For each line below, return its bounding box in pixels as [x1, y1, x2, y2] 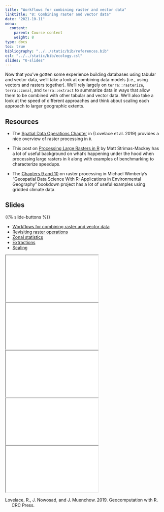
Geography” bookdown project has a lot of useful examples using [12, 181, 146, 187]
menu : [5, 21, 16, 26]
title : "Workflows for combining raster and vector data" [5, 7, 127, 12]
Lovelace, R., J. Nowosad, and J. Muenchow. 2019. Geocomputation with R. [5, 497, 158, 503]
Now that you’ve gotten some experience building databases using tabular [5, 71, 156, 77]
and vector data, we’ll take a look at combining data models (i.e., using [5, 77, 148, 83]
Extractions [12, 239, 35, 245]
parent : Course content [14, 30, 63, 35]
